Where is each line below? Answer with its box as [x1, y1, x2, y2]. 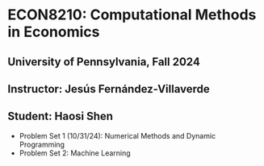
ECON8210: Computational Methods [7, 6, 257, 24]
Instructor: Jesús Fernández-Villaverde [7, 82, 211, 96]
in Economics [7, 23, 100, 41]
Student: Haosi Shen [7, 110, 114, 123]
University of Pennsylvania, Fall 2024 [7, 55, 201, 68]
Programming [19, 139, 65, 149]
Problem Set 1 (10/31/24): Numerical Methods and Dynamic [19, 131, 216, 140]
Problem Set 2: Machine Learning [19, 147, 131, 158]
